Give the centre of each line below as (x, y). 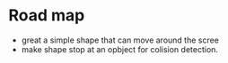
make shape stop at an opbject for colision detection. (120, 49)
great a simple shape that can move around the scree (120, 40)
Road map (47, 16)
